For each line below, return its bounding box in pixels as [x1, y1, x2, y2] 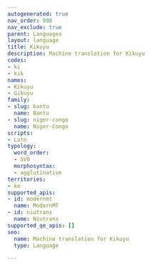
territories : [7, 176, 46, 183]
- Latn [7, 136, 27, 143]
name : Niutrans [14, 216, 59, 223]
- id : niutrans [7, 209, 53, 216]
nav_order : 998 [7, 17, 53, 24]
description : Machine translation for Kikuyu [7, 50, 145, 58]
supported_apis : [7, 189, 56, 196]
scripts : [7, 129, 34, 137]
